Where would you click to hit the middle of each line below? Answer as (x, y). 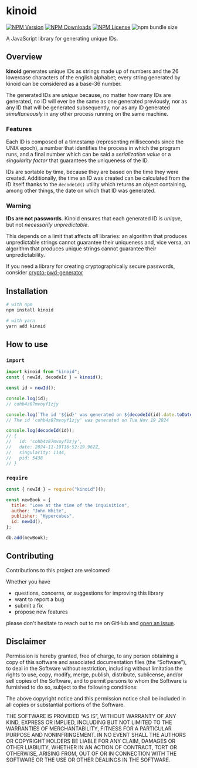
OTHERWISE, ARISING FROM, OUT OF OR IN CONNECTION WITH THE (91, 753)
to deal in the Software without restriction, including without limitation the (94, 668)
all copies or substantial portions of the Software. (65, 705)
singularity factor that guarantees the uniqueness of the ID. (78, 160)
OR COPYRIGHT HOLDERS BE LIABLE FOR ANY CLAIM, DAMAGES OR (91, 741)
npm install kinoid (30, 310)
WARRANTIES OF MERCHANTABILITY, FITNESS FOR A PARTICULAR (89, 728)
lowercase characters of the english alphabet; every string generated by (93, 77)
